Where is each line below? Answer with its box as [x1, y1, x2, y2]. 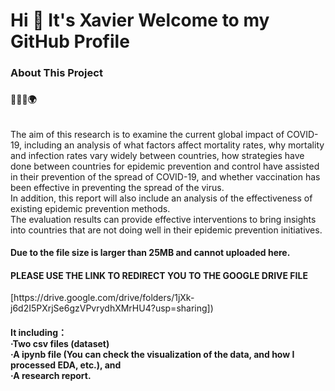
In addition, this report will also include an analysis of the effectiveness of [10, 192, 313, 204]
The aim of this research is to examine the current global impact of [10, 128, 285, 140]
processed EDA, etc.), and [10, 359, 122, 371]
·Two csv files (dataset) [10, 338, 110, 350]
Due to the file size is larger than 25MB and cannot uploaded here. [10, 247, 291, 259]
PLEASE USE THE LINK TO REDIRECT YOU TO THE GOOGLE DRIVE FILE [10, 269, 308, 281]
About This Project [10, 66, 103, 80]
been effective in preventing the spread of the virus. [10, 181, 225, 193]
